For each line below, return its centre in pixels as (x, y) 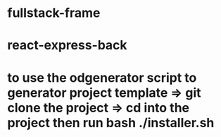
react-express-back (68, 46)
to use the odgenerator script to (102, 77)
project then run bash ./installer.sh (111, 123)
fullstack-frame (54, 13)
